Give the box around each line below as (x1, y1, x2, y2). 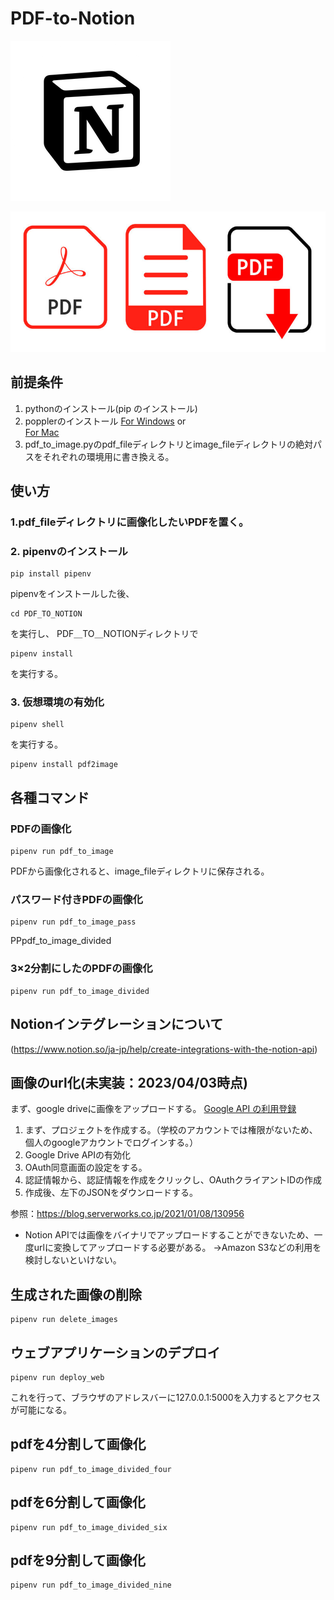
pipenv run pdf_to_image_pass (10, 917, 137, 927)
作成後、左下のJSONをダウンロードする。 (24, 1187, 199, 1199)
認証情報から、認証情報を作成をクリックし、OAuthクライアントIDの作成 (24, 1174, 323, 1186)
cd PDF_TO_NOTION (10, 609, 83, 619)
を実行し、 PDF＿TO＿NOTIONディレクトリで (10, 628, 199, 640)
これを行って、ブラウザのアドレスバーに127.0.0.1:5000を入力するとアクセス (10, 1392, 321, 1404)
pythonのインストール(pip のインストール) (24, 402, 198, 414)
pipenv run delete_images (10, 1315, 118, 1325)
